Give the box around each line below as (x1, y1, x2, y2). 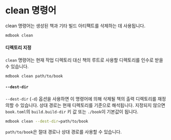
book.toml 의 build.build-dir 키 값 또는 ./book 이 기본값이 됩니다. (5, 109, 139, 115)
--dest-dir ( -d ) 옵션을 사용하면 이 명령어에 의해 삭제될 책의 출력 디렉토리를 (5, 96, 157, 102)
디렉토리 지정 (5, 45, 32, 51)
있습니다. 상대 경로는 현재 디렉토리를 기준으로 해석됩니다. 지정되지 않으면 (20, 102, 166, 108)
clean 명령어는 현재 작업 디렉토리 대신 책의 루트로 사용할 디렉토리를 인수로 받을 (5, 57, 163, 63)
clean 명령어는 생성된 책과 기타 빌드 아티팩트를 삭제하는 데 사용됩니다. (5, 23, 145, 29)
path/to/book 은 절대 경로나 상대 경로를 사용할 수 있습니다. (5, 129, 122, 135)
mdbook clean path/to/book (5, 74, 63, 79)
